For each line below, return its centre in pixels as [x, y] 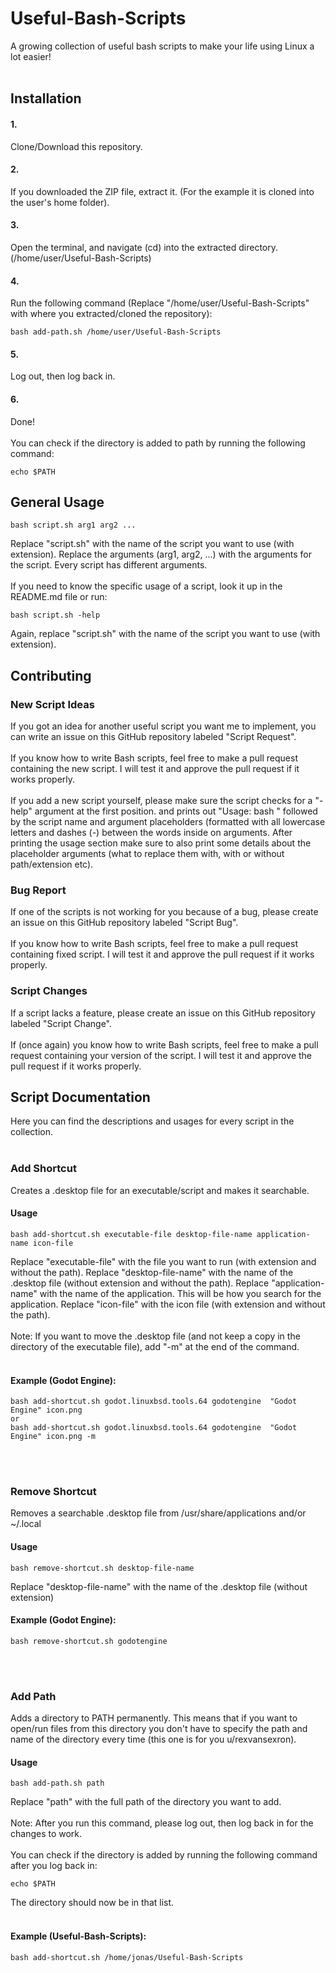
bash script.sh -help [55, 615]
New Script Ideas [52, 704]
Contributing [51, 675]
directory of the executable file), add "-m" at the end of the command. [155, 1346]
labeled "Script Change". [61, 1023]
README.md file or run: [59, 597]
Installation [46, 98]
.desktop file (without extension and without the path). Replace [140, 1283]
